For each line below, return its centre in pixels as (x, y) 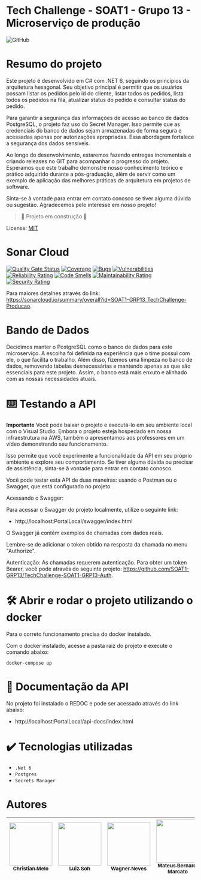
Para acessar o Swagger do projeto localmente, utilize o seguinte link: (92, 509)
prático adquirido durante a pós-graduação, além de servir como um (91, 174)
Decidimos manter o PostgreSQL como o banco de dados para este (89, 347)
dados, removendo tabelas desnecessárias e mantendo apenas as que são (98, 366)
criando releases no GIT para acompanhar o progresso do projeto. (88, 161)
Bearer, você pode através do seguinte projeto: (64, 569)
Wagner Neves (129, 869)
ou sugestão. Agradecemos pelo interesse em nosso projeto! (81, 205)
